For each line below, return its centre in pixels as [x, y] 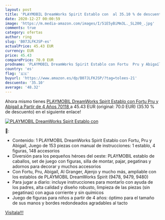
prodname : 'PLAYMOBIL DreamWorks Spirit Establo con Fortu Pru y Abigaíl [83, 64]
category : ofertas [24, 32]
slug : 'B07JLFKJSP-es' [28, 42]
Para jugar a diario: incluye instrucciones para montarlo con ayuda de [82, 182]
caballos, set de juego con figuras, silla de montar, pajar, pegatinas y [82, 161]
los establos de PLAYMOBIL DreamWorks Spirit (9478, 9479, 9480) [80, 177]
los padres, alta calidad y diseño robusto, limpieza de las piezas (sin [81, 187]
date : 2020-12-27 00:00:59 [33, 19]
